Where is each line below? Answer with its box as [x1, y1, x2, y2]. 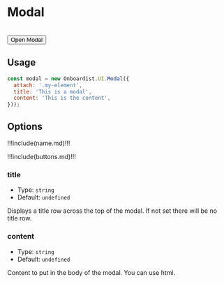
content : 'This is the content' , [13, 95, 111, 102]
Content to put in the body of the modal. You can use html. [7, 268, 176, 276]
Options [7, 120, 43, 133]
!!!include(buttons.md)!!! [7, 152, 77, 160]
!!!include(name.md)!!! [7, 139, 70, 147]
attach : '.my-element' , [13, 82, 82, 89]
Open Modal [10, 36, 43, 43]
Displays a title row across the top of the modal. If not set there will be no [7, 207, 218, 215]
